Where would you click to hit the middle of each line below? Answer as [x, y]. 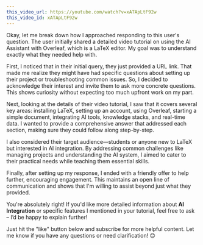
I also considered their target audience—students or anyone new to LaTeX [99, 141]
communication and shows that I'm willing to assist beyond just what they [99, 186]
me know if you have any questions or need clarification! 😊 [81, 235]
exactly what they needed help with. [52, 54]
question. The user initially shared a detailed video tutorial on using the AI [98, 41]
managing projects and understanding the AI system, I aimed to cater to [96, 154]
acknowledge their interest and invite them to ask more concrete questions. [101, 85]
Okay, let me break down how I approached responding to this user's [93, 35]
